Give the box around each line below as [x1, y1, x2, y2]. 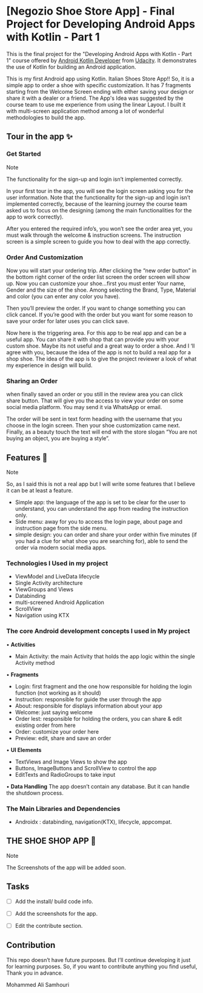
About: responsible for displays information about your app [15, 702, 162, 709]
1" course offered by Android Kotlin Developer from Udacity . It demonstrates [6, 57, 197, 64]
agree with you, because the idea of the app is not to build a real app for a [6, 348, 191, 356]
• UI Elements [6, 746, 42, 753]
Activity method [15, 659, 55, 666]
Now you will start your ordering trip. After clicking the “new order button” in [6, 267, 197, 274]
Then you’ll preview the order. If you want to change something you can [6, 304, 186, 312]
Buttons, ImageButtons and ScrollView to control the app [15, 764, 157, 771]
